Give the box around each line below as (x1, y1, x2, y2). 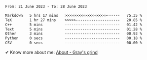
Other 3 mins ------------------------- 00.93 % (5, 31, 142, 36)
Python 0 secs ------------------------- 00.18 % (5, 36, 142, 41)
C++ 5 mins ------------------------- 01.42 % (5, 22, 142, 27)
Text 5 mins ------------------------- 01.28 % (5, 27, 142, 31)
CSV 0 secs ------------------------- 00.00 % (5, 40, 142, 46)
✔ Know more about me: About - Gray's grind (5, 49, 98, 55)
